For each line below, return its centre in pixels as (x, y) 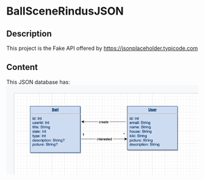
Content (22, 67)
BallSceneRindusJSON (65, 11)
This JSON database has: (38, 82)
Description (29, 34)
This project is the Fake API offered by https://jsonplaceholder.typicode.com (102, 48)
